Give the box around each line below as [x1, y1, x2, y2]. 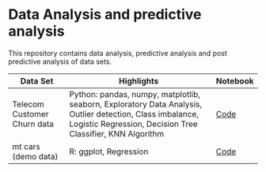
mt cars [12, 140, 41, 151]
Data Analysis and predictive [8, 6, 202, 24]
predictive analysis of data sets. [8, 57, 112, 66]
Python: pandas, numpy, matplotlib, [69, 88, 200, 99]
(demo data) [12, 151, 59, 162]
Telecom [12, 99, 45, 110]
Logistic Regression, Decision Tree [69, 118, 198, 129]
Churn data [12, 118, 54, 129]
